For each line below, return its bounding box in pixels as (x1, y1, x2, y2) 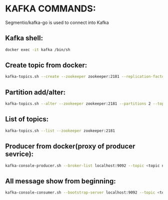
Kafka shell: (5, 34, 43, 42)
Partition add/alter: (5, 88, 66, 96)
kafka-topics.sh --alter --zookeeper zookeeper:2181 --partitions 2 (5, 101, 151, 106)
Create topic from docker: (5, 61, 87, 70)
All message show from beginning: (5, 177, 116, 185)
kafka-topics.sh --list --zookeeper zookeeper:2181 (5, 128, 115, 133)
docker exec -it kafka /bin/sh (5, 47, 70, 52)
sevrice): (5, 150, 34, 159)
